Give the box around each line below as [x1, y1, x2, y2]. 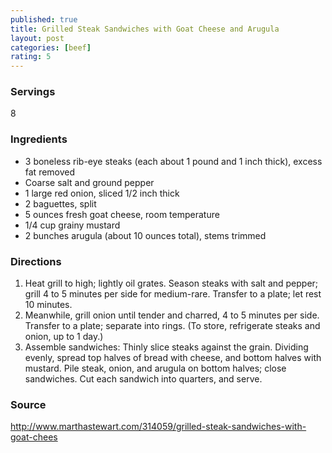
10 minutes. [24, 299, 73, 311]
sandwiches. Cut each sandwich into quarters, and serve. [24, 373, 263, 385]
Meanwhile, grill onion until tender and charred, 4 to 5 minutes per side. [24, 309, 320, 321]
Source [10, 397, 47, 411]
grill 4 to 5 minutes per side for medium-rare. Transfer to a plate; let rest [24, 288, 322, 300]
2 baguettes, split [24, 197, 97, 210]
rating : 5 [10, 52, 52, 62]
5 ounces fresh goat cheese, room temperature [24, 208, 220, 220]
